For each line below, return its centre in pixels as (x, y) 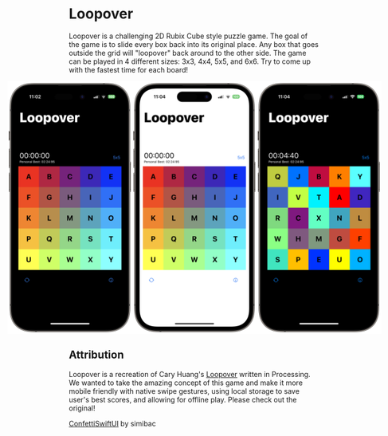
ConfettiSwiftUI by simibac (112, 423)
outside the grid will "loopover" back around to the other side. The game (188, 53)
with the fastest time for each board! (129, 69)
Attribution (96, 355)
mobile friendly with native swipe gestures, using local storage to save (184, 391)
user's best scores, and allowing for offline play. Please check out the (183, 399)
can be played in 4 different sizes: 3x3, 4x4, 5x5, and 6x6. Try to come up (190, 61)
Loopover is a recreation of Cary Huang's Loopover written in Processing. (190, 374)
